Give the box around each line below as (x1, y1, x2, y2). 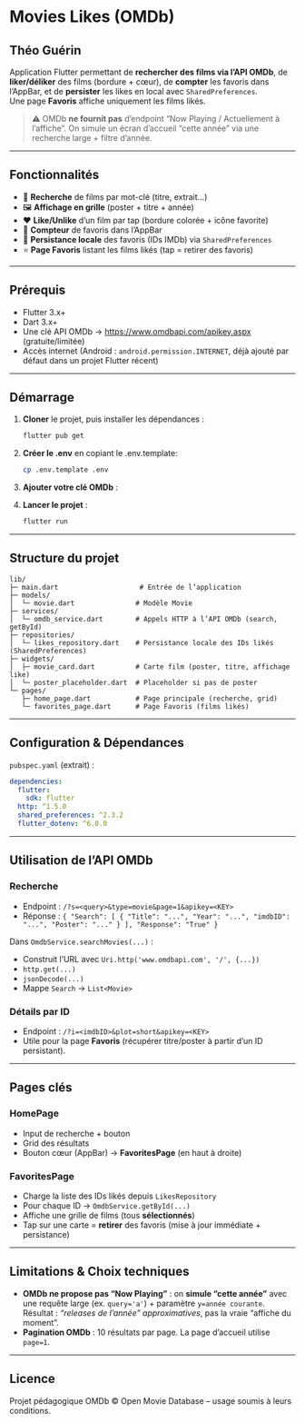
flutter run (22, 517, 68, 526)
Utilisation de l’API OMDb (9, 852, 153, 869)
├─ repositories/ (9, 630, 75, 640)
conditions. (9, 1405, 52, 1416)
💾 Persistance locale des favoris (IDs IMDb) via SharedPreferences (22, 234, 272, 244)
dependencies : (9, 777, 64, 786)
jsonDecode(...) (22, 974, 84, 983)
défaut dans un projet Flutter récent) (22, 354, 159, 365)
